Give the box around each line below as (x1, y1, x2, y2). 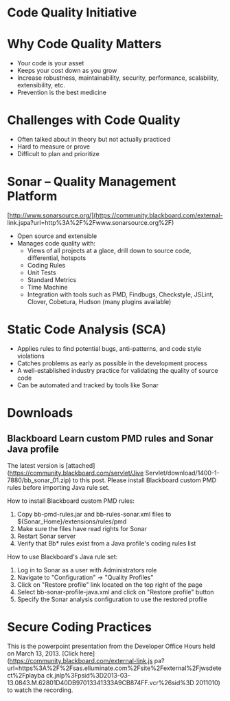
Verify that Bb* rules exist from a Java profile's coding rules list (16, 539, 196, 548)
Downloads (7, 405, 73, 421)
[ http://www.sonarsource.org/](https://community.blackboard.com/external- (7, 211, 223, 219)
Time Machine (27, 283, 68, 291)
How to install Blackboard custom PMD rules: (7, 497, 135, 505)
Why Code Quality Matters (7, 36, 162, 52)
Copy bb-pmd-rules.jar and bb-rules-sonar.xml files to (16, 510, 172, 518)
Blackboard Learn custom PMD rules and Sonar (7, 432, 214, 444)
